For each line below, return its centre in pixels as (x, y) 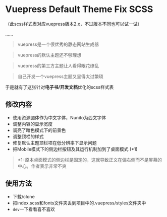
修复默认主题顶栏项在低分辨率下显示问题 (54, 142)
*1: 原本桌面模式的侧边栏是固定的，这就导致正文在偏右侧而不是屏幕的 (90, 160)
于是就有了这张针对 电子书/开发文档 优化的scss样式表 (60, 87)
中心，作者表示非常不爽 (42, 166)
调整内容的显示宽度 (33, 124)
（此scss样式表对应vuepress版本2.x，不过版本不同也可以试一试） (74, 24)
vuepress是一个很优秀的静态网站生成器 (58, 44)
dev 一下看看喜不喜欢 (34, 209)
